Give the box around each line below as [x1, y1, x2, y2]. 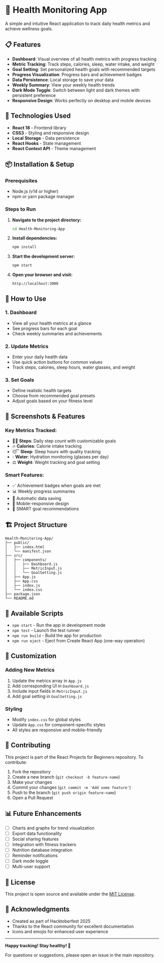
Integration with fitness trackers [12, 841, 77, 847]
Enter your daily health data [12, 354, 68, 360]
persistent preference [12, 92, 56, 98]
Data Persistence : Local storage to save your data [12, 77, 114, 83]
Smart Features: [5, 472, 44, 479]
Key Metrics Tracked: [5, 427, 57, 434]
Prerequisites [5, 177, 38, 184]
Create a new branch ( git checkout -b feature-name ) [12, 774, 120, 780]
